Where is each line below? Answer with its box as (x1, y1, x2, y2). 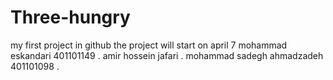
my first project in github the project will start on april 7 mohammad (10, 39, 288, 51)
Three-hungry (10, 6, 131, 29)
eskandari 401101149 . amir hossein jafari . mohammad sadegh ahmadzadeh (10, 49, 324, 61)
